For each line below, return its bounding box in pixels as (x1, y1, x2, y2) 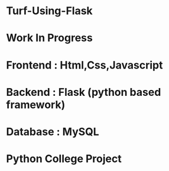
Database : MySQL (6, 125, 99, 138)
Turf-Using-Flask (6, 4, 93, 18)
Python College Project (6, 152, 122, 166)
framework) (6, 98, 66, 111)
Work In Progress (6, 31, 93, 45)
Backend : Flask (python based (6, 85, 161, 99)
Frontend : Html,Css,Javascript (6, 58, 163, 72)
